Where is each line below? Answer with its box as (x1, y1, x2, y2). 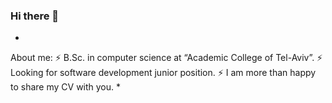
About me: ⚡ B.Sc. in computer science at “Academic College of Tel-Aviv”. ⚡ (10, 52, 323, 64)
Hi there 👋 (10, 9, 60, 23)
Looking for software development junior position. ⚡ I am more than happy (10, 67, 317, 79)
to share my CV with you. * (10, 81, 122, 93)
